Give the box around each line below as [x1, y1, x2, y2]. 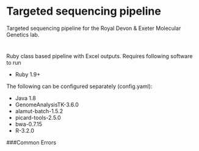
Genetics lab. [6, 31, 40, 38]
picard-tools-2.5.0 [15, 114, 61, 122]
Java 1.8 [15, 95, 37, 102]
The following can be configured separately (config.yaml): [6, 83, 153, 90]
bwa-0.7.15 [15, 120, 43, 128]
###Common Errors [6, 139, 57, 146]
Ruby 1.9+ [15, 71, 41, 78]
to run [6, 59, 21, 67]
